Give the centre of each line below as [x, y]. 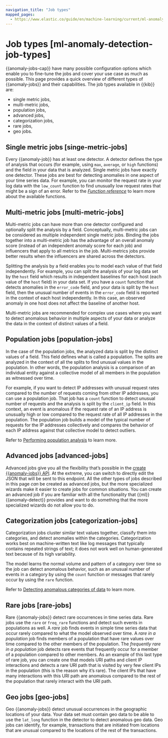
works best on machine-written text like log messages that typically [75, 544]
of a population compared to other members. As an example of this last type [84, 655]
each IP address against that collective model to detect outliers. [71, 430]
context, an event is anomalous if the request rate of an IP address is [76, 409]
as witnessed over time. [30, 378]
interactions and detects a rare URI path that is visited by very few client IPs [83, 665]
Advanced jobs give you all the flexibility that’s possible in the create [76, 468]
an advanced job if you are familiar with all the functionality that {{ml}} [78, 495]
